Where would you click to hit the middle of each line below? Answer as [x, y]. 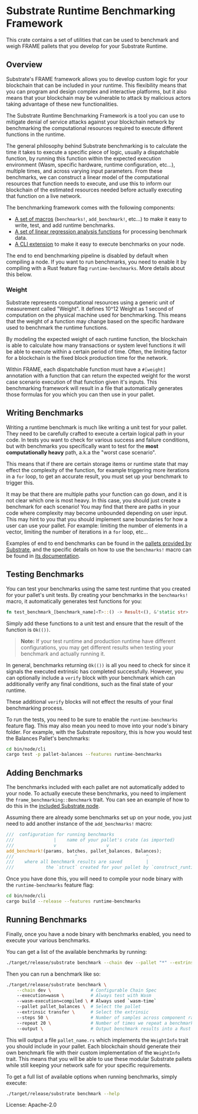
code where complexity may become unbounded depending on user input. [97, 513]
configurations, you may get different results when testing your [97, 647]
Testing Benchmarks [45, 574]
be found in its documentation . [43, 556]
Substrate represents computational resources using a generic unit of [90, 303]
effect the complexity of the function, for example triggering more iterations [98, 470]
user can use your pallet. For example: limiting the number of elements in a [97, 525]
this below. [19, 274]
